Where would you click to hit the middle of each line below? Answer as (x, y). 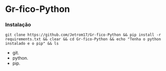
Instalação (18, 25)
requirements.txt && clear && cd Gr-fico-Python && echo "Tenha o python (83, 39)
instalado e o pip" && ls (32, 44)
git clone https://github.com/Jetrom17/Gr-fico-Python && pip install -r (83, 35)
